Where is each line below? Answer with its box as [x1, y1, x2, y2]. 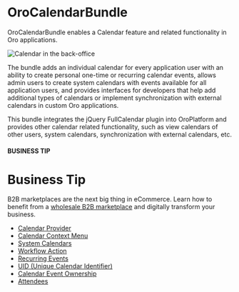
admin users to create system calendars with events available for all [7, 78, 207, 86]
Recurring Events [17, 254, 69, 263]
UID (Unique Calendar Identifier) [17, 262, 113, 271]
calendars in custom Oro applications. [7, 101, 119, 109]
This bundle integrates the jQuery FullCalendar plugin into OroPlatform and [7, 115, 227, 124]
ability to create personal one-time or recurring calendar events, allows [7, 71, 216, 79]
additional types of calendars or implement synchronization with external [7, 94, 223, 102]
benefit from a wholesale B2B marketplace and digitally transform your [7, 203, 215, 211]
